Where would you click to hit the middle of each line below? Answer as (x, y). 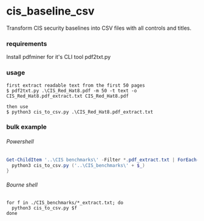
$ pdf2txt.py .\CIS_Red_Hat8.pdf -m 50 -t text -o (72, 90)
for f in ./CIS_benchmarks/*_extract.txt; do (65, 203)
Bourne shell (22, 185)
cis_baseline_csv (51, 11)
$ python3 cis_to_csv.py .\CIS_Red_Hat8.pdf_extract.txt (80, 112)
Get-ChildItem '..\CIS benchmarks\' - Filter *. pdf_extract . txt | (90, 160)
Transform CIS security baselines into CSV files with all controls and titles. (99, 28)
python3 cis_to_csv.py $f (45, 208)
